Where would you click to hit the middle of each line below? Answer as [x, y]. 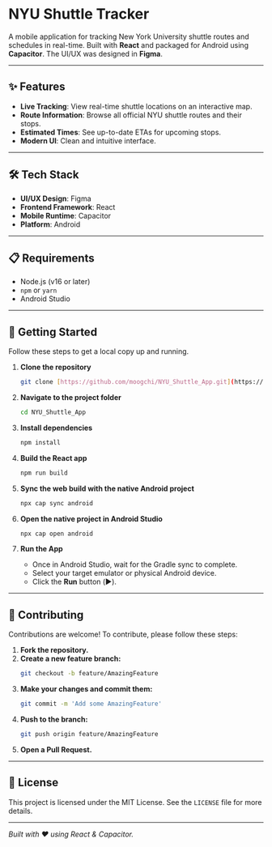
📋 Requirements [51, 258]
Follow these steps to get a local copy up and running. [99, 351]
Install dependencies [56, 428]
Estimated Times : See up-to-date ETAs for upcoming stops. [120, 132]
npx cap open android [56, 534]
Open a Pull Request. [56, 749]
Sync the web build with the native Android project [107, 488]
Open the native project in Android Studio [91, 518]
